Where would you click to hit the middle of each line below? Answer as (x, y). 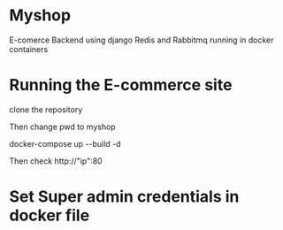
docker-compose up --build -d (65, 143)
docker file (50, 215)
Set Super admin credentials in (124, 197)
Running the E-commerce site (121, 85)
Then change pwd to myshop (63, 126)
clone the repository (46, 109)
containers (29, 49)
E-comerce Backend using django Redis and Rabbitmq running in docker (141, 40)
